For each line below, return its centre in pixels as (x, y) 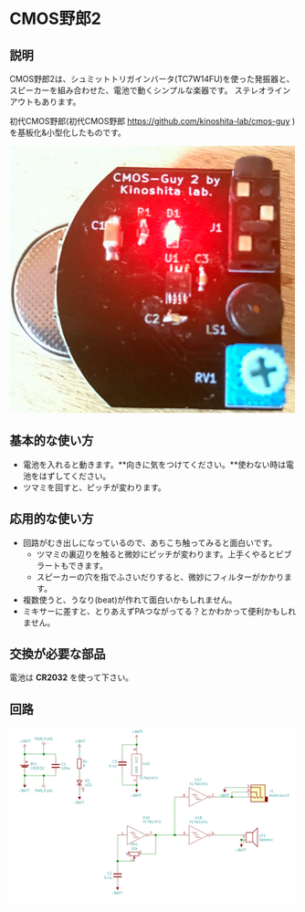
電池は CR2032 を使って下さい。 (72, 677)
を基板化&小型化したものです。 (68, 132)
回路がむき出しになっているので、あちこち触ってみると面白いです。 (150, 542)
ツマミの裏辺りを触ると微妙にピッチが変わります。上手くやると (156, 554)
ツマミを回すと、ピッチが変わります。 (94, 487)
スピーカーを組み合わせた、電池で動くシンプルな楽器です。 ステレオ (138, 90)
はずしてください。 (75, 476)
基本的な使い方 (52, 440)
